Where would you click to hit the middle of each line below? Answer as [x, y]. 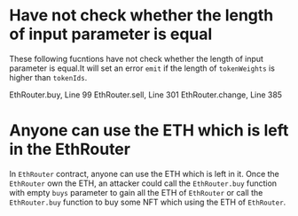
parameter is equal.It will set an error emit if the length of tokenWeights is [142, 68]
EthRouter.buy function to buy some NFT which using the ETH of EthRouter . [148, 202]
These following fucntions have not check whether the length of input [137, 58]
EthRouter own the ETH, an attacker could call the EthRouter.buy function [143, 183]
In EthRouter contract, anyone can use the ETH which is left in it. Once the [144, 174]
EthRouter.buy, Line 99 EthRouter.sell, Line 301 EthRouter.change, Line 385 [145, 95]
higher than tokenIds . [48, 77]
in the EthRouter [70, 149]
